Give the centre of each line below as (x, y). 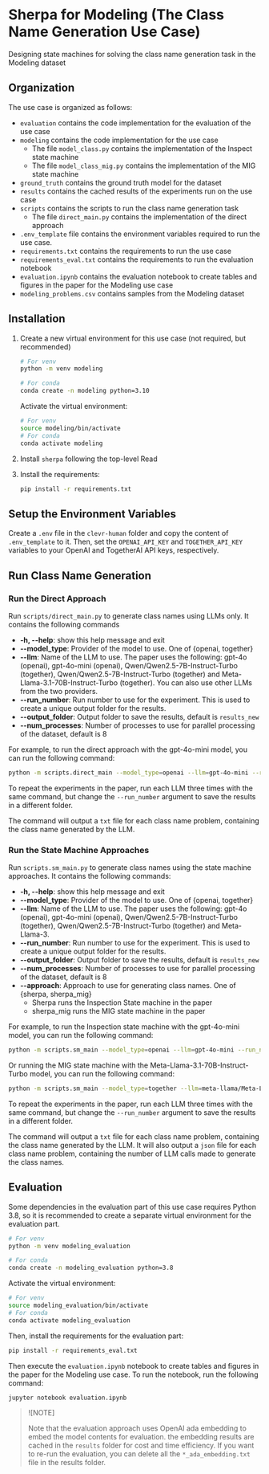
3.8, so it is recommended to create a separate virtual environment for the (130, 1215)
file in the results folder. (67, 1463)
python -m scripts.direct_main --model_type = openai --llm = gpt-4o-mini (128, 773)
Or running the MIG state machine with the (78, 1065)
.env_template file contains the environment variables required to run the (140, 234)
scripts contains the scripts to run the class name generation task (129, 208)
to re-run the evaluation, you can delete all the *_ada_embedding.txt (139, 1454)
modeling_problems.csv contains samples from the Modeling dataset (132, 293)
